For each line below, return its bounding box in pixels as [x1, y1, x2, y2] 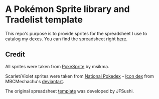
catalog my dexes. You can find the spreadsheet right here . [5, 36, 128, 42]
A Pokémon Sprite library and [5, 3, 130, 15]
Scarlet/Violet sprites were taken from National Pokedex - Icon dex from [5, 73, 154, 79]
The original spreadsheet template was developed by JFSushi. [5, 88, 134, 94]
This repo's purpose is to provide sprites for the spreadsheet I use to [5, 30, 147, 36]
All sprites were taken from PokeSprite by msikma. [5, 63, 109, 69]
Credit [5, 50, 25, 59]
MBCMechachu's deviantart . [5, 78, 64, 84]
